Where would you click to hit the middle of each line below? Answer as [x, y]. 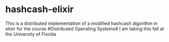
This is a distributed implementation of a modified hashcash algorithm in [81, 23]
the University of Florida [31, 34]
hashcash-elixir [40, 9]
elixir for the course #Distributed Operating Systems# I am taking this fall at [85, 28]
